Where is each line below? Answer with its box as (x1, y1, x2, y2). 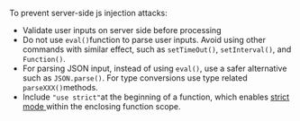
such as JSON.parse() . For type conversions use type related (22, 73, 248, 83)
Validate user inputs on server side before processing (22, 25, 222, 35)
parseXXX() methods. (22, 82, 99, 92)
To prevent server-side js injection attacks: (9, 8, 168, 18)
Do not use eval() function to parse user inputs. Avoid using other (22, 35, 267, 45)
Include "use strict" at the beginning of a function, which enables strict (22, 91, 290, 102)
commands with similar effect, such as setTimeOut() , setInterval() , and (22, 44, 292, 55)
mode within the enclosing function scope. (22, 101, 182, 111)
